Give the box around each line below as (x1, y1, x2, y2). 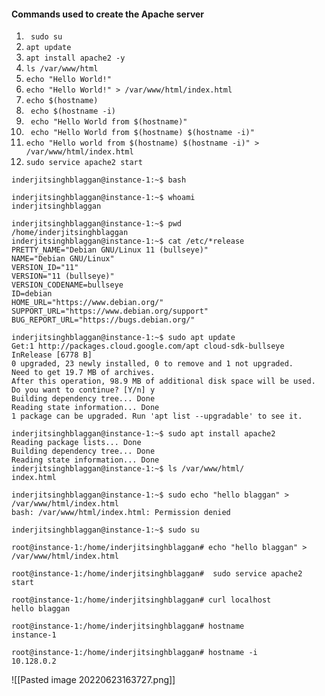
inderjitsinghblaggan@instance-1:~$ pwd (11, 219, 183, 229)
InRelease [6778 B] (11, 350, 93, 360)
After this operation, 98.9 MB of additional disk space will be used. (11, 376, 316, 387)
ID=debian (11, 289, 53, 299)
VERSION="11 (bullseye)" (11, 271, 115, 282)
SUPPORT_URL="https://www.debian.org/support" (11, 306, 209, 317)
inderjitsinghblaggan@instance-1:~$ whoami (11, 193, 196, 203)
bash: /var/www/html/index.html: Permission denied (11, 508, 231, 518)
